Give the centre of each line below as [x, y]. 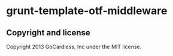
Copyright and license [48, 33]
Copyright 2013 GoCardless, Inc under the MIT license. [74, 47]
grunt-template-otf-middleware [87, 11]
